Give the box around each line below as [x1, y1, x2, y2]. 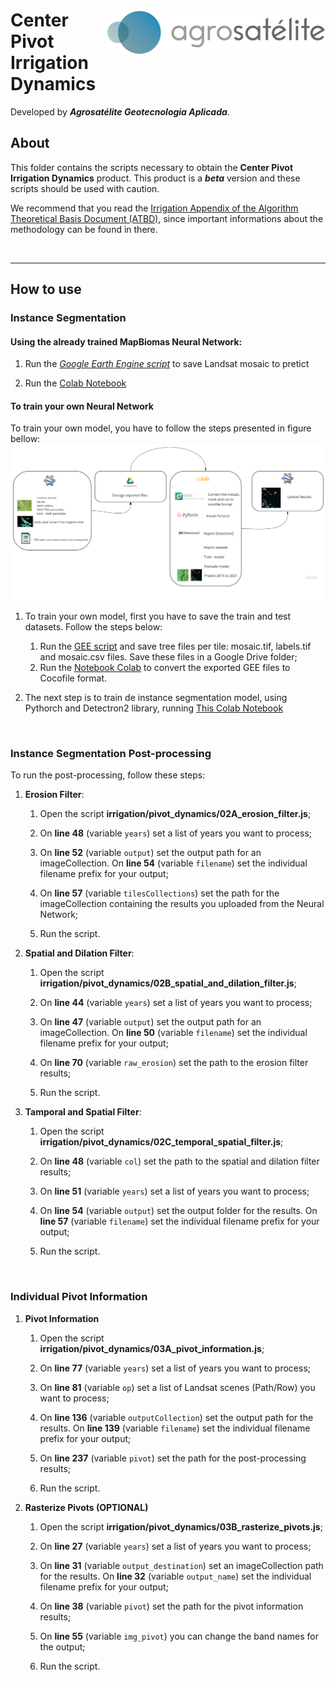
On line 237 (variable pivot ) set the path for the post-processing [39, 1452, 307, 1464]
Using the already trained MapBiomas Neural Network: [10, 335, 243, 348]
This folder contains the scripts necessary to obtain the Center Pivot [10, 161, 294, 173]
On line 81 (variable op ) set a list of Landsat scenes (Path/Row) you [39, 1381, 316, 1393]
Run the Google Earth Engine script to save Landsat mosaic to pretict [24, 358, 310, 370]
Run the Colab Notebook [24, 377, 127, 389]
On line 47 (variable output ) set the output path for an [39, 1016, 262, 1028]
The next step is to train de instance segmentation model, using [24, 691, 288, 703]
